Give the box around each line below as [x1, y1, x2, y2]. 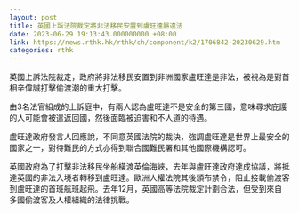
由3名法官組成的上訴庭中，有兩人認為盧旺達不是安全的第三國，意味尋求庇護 [9, 101, 287, 112]
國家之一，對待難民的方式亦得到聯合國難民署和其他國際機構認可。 [9, 143, 251, 154]
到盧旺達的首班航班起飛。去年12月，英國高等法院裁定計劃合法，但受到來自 [9, 184, 283, 194]
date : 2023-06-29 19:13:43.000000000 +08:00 [9, 29, 177, 38]
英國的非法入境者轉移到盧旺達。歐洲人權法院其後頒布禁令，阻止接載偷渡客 [16, 172, 290, 183]
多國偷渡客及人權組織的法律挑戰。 [9, 194, 134, 205]
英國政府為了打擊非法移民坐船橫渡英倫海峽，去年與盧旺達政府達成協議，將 [9, 162, 282, 172]
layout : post [9, 12, 58, 22]
